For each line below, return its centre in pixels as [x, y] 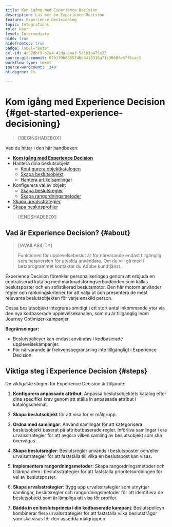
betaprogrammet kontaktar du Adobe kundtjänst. [70, 266]
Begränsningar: [22, 328]
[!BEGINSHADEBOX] [39, 138]
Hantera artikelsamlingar [46, 180]
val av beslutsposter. [35, 477]
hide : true [17, 39]
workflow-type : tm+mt [28, 63]
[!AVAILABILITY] [35, 245]
